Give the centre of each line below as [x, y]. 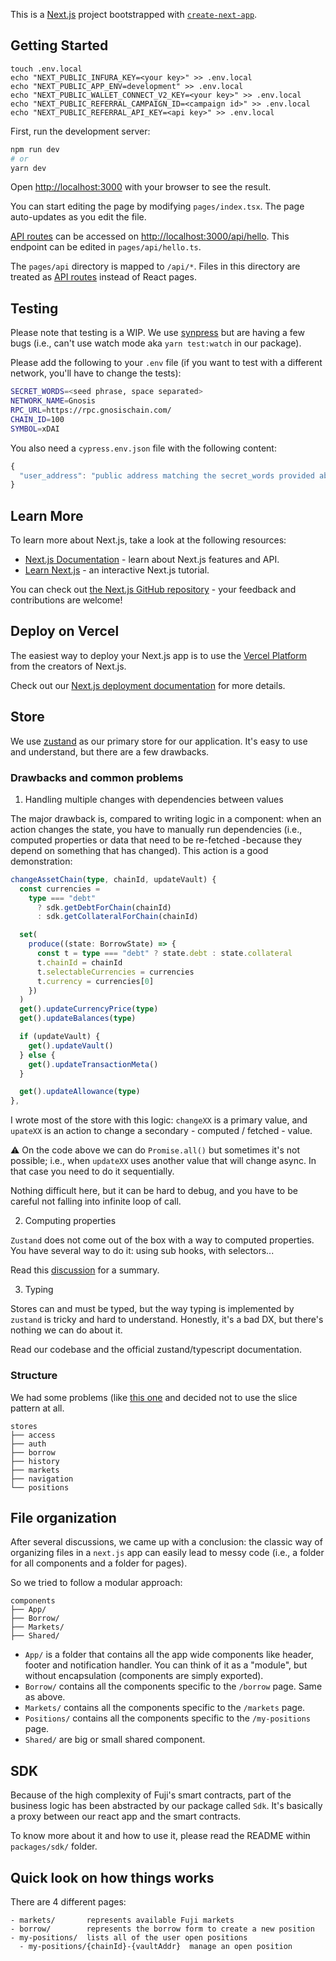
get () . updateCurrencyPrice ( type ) [89, 1009]
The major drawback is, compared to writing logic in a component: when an [166, 818]
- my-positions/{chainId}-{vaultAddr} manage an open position [156, 1946]
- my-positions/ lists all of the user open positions [129, 1937]
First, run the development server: [80, 131]
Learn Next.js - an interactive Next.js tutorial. [117, 570]
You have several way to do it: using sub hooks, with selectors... [142, 1251]
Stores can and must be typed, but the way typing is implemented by [152, 1309]
